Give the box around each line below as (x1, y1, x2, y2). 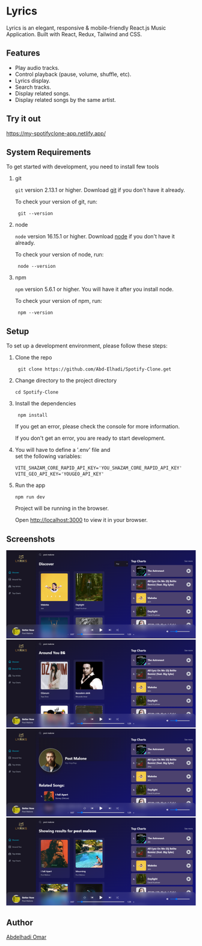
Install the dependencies (14, 400, 76, 407)
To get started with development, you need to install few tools (6, 163, 159, 170)
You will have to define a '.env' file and (14, 446, 111, 454)
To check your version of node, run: (14, 251, 104, 258)
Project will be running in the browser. (14, 505, 109, 512)
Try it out (6, 113, 41, 124)
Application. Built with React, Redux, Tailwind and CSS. (6, 30, 142, 37)
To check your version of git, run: (14, 198, 97, 206)
